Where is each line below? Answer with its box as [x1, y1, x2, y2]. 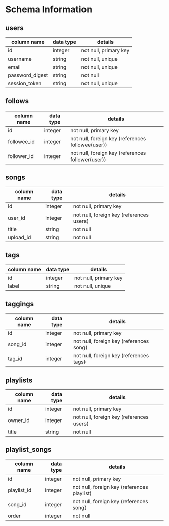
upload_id [8, 234, 31, 241]
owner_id [8, 417, 30, 424]
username [8, 56, 32, 62]
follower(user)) [70, 155, 107, 163]
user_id [8, 214, 25, 221]
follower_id [8, 152, 34, 160]
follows [5, 97, 29, 106]
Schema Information [5, 4, 93, 15]
